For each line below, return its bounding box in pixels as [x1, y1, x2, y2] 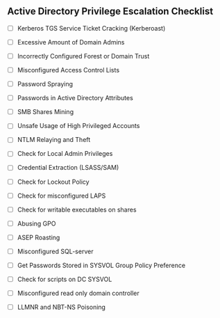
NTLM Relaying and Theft [17, 136, 91, 144]
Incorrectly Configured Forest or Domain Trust [17, 51, 150, 60]
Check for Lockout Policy [17, 177, 90, 186]
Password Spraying [17, 80, 74, 88]
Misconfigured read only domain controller [17, 289, 140, 297]
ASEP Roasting [17, 233, 60, 241]
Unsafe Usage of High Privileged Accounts [17, 122, 140, 130]
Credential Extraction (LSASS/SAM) [17, 164, 119, 172]
